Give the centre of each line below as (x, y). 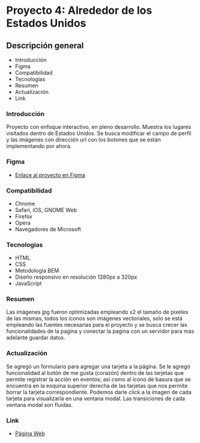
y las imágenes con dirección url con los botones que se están (83, 140)
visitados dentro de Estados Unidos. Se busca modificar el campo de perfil (99, 134)
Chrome (25, 203)
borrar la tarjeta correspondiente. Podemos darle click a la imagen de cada (99, 392)
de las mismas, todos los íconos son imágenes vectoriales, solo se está (95, 318)
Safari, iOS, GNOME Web (46, 210)
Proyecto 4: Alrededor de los (79, 11)
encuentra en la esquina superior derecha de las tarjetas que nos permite (97, 385)
